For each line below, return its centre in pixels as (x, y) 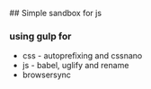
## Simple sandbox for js (55, 13)
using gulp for (40, 36)
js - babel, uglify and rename (75, 66)
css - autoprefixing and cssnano (82, 56)
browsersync (47, 75)
